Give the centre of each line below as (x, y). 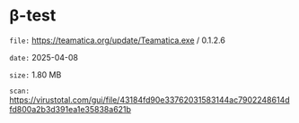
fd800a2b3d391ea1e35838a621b (70, 109)
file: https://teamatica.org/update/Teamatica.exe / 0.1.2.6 (118, 40)
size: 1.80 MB (35, 74)
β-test (33, 16)
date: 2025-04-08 (44, 57)
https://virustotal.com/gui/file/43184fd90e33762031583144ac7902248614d (149, 100)
